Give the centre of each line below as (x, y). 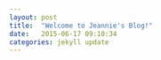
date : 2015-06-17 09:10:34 (63, 34)
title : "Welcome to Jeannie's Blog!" (81, 26)
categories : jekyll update (59, 42)
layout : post (33, 17)
